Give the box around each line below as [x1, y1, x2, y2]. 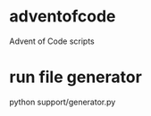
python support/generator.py [9, 96, 116, 107]
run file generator [9, 67, 143, 87]
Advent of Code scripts [9, 36, 96, 46]
